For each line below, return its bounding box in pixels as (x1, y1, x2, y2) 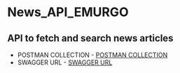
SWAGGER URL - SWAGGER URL (17, 58, 113, 67)
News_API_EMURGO (7, 4, 129, 20)
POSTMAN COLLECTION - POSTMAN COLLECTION (17, 51, 168, 59)
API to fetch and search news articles (7, 32, 174, 44)
